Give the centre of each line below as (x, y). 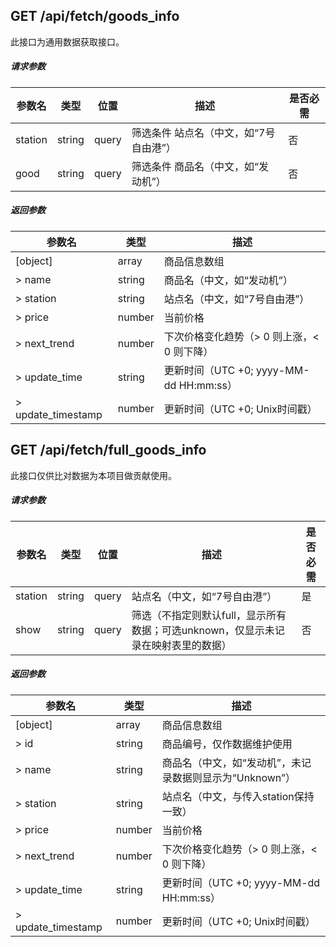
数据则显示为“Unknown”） (234, 777)
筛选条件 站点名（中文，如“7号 (203, 132)
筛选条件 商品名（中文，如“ (195, 166)
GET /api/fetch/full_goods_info (108, 450)
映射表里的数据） (191, 645)
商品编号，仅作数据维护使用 (227, 744)
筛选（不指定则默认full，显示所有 (209, 615)
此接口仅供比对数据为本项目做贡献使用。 (93, 475)
